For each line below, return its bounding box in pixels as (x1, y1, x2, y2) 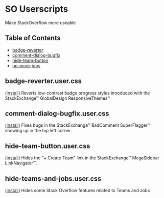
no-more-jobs (12, 62, 41, 68)
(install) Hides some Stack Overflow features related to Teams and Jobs (5, 188, 150, 193)
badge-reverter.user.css (5, 77, 82, 85)
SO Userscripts (5, 3, 69, 15)
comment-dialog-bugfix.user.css (5, 109, 109, 117)
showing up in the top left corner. (5, 128, 72, 134)
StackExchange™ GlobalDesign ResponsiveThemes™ (5, 95, 111, 101)
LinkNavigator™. (5, 160, 37, 166)
